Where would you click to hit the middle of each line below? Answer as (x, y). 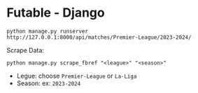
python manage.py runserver (48, 31)
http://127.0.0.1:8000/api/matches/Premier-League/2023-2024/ (99, 37)
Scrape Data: (26, 50)
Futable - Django (56, 13)
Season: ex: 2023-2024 (49, 83)
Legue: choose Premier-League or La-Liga (77, 76)
